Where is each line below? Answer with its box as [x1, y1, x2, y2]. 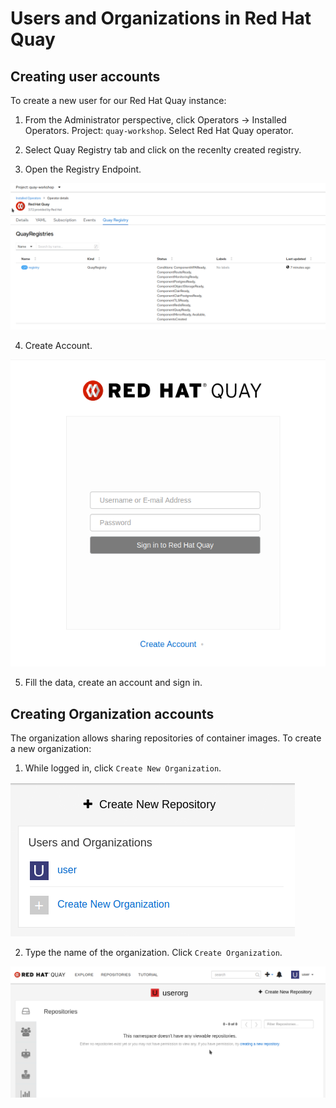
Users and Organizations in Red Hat [10, 7, 312, 30]
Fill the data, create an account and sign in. [24, 677, 203, 689]
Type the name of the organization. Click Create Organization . [24, 947, 283, 959]
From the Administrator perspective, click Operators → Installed [24, 114, 287, 126]
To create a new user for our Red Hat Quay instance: [10, 95, 227, 106]
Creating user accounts [10, 68, 161, 85]
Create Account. [24, 340, 93, 352]
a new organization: [10, 743, 92, 755]
